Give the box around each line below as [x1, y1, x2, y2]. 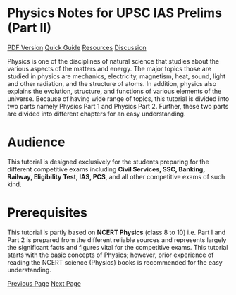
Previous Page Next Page [7, 279, 82, 287]
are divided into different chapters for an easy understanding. [7, 109, 186, 118]
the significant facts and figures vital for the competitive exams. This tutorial [7, 243, 228, 251]
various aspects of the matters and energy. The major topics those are [7, 64, 212, 73]
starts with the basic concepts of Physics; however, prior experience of [7, 251, 214, 259]
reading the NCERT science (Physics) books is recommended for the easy [7, 258, 223, 266]
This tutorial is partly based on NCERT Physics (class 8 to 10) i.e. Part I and [7, 228, 226, 236]
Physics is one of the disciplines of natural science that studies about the [7, 56, 220, 65]
